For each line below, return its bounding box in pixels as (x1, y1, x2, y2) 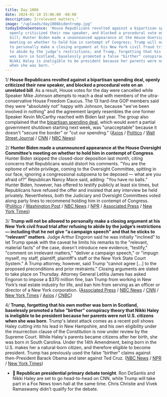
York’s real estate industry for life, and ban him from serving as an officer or (5, 282, 160, 288)
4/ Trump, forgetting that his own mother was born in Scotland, (5, 302, 138, 308)
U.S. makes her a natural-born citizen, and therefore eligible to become (5, 345, 151, 351)
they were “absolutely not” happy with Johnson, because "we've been (5, 103, 149, 109)
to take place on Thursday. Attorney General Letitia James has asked (5, 271, 146, 277)
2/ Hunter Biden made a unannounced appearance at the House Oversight (5, 145, 162, 151)
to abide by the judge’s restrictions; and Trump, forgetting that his (9, 49, 162, 54)
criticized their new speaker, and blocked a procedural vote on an (5, 82, 143, 88)
